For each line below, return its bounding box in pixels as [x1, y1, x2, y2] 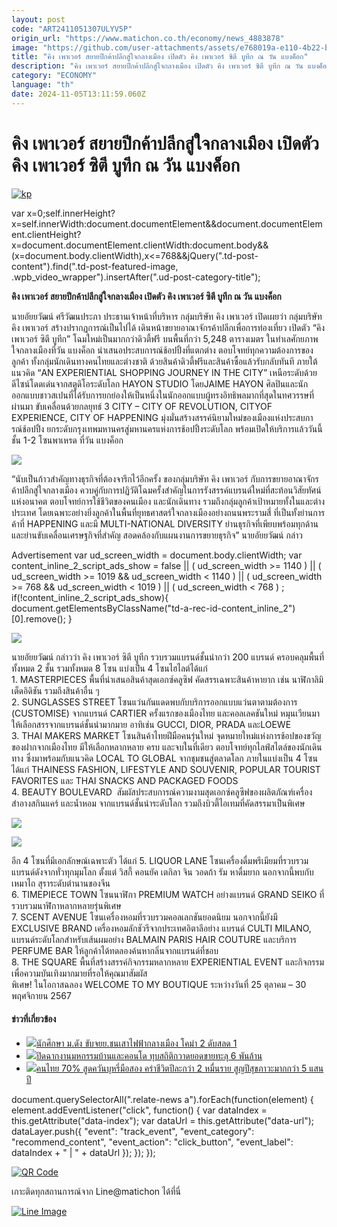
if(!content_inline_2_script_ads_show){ [11, 591, 169, 603]
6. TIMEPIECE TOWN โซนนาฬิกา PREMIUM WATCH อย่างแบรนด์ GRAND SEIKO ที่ [11, 888, 325, 900]
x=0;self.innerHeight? [26, 207, 116, 219]
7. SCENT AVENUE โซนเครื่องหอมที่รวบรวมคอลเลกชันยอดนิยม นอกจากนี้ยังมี [11, 911, 278, 923]
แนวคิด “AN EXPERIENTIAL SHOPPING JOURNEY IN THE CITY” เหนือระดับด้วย [11, 366, 318, 378]
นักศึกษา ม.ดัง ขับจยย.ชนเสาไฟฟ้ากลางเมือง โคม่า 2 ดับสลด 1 [35, 1037, 238, 1049]
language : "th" [11, 80, 75, 90]
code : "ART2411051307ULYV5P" [11, 24, 133, 34]
